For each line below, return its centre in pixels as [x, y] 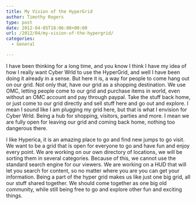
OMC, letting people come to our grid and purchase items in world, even [93, 91]
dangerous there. [27, 128]
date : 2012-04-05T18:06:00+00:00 [47, 28]
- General [23, 45]
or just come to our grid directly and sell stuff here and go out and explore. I [97, 103]
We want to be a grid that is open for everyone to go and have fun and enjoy [98, 146]
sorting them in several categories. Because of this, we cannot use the [91, 158]
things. [14, 195]
